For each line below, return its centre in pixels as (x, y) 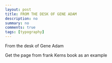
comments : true (20, 28)
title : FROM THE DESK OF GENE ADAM (41, 14)
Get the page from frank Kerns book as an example (56, 55)
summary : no (17, 23)
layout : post (18, 9)
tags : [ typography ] (25, 32)
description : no (21, 18)
